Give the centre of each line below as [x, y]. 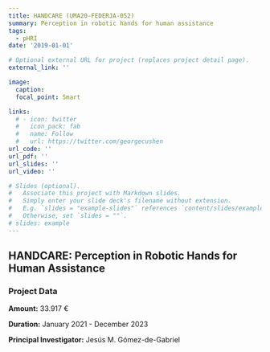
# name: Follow [45, 134]
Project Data [33, 291]
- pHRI [27, 38]
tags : [17, 31]
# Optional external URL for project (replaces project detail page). [129, 60]
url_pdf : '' [28, 156]
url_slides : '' [34, 164]
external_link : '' [39, 68]
